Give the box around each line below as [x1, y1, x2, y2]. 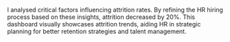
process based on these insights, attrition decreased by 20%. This [7, 13, 196, 21]
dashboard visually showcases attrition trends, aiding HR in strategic [7, 20, 201, 28]
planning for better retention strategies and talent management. [7, 27, 187, 35]
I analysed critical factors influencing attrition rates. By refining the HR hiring [7, 6, 223, 14]
